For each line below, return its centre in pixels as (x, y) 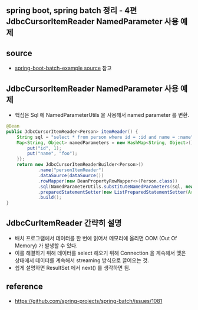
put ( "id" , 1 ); (44, 148)
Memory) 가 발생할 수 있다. (46, 245)
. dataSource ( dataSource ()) (71, 175)
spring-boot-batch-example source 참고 (63, 68)
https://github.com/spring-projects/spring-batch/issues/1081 (88, 301)
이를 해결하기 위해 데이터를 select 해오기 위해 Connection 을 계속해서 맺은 (100, 253)
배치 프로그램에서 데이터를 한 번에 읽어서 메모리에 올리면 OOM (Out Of (96, 238)
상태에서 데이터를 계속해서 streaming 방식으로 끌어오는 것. (82, 260)
